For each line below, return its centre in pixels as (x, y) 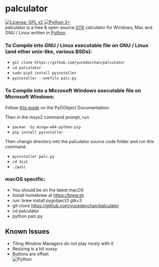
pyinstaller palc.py (33, 156)
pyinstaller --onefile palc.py (44, 78)
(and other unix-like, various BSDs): (49, 51)
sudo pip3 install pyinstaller (44, 73)
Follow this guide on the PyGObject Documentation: (57, 107)
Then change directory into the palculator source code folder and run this (79, 141)
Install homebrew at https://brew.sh (48, 195)
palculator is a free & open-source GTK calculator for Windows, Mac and (79, 27)
